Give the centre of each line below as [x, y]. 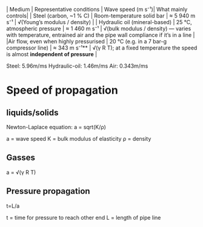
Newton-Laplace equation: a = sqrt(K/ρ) [56, 127]
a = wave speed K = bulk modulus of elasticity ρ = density [79, 139]
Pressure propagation [48, 191]
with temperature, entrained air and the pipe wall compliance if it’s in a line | [101, 35]
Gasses [21, 158]
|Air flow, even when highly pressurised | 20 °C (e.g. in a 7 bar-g [87, 41]
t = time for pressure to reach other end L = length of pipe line [84, 217]
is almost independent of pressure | [52, 54]
